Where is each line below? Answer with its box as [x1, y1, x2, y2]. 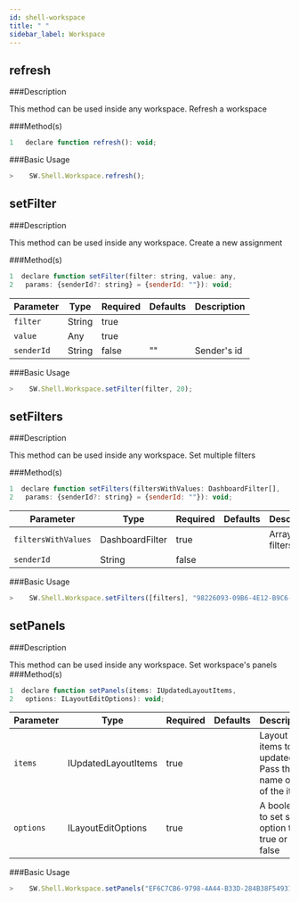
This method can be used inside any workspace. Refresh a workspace [9, 103, 267, 114]
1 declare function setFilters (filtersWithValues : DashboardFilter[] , [9, 484, 280, 493]
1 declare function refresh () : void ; [9, 138, 158, 147]
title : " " [9, 21, 50, 30]
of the [259, 785, 285, 798]
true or [259, 833, 287, 846]
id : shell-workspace [9, 12, 86, 22]
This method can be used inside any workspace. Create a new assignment [9, 237, 283, 248]
